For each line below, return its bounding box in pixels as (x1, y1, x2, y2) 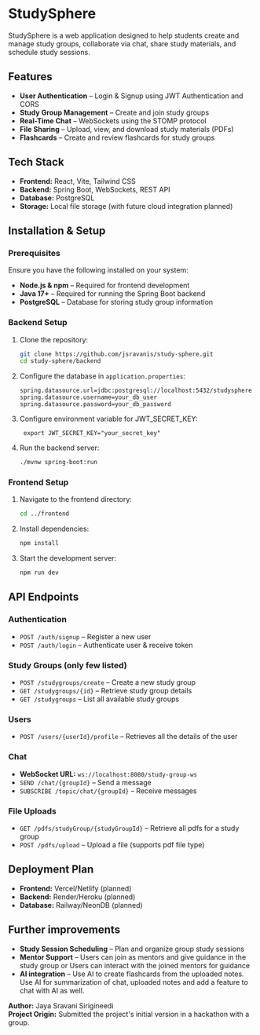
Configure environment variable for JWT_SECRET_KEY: (19, 414, 198, 424)
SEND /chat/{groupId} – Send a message (19, 777, 152, 787)
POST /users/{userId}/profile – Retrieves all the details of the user (19, 732, 238, 741)
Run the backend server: (19, 443, 100, 452)
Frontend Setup (8, 477, 69, 488)
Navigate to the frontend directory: (19, 495, 132, 504)
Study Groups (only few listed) (8, 660, 127, 671)
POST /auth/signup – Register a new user (19, 631, 152, 641)
